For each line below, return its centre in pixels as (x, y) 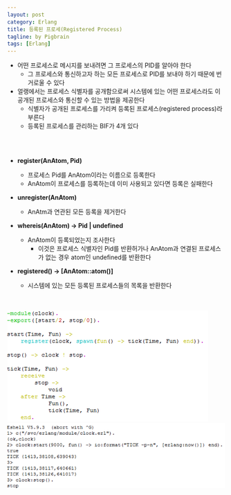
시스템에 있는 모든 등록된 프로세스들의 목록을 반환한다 (100, 286)
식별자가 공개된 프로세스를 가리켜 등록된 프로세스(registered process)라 (125, 109)
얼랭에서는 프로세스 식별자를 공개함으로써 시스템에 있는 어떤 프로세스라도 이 (119, 92)
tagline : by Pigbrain (38, 37)
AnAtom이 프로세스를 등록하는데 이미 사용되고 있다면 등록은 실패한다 (120, 184)
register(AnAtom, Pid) (49, 161)
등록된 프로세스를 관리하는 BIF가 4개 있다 (83, 126)
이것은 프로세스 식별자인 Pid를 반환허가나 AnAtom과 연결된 (117, 249)
